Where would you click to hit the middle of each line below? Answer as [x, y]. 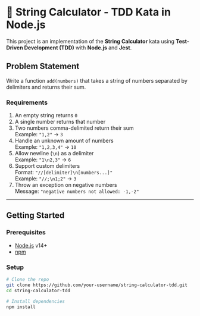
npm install [21, 307]
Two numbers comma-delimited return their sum [74, 128]
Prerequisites [26, 233]
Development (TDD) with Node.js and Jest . [78, 48]
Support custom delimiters [47, 166]
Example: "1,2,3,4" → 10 [46, 147]
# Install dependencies [36, 301]
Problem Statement [43, 66]
